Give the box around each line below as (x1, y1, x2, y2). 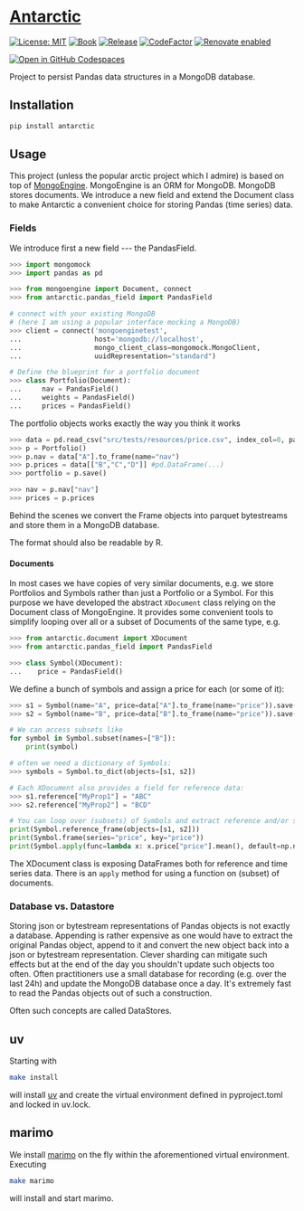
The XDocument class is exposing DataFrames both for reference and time (9, 857, 288, 869)
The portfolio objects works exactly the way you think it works (9, 418, 242, 429)
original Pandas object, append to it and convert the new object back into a (9, 940, 290, 951)
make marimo (9, 1176, 54, 1186)
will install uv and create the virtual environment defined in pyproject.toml (9, 1089, 283, 1100)
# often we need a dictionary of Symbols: (9, 759, 172, 768)
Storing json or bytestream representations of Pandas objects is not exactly (9, 921, 290, 932)
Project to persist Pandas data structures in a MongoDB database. (9, 71, 256, 82)
